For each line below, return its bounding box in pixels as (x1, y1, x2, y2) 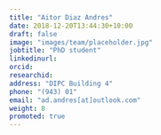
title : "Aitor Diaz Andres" (9, 12, 114, 22)
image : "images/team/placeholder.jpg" (9, 37, 153, 47)
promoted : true (9, 112, 66, 121)
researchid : (9, 71, 53, 80)
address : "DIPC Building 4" (9, 79, 114, 88)
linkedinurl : (9, 54, 58, 63)
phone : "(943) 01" (9, 87, 77, 96)
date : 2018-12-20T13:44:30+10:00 (9, 21, 133, 30)
